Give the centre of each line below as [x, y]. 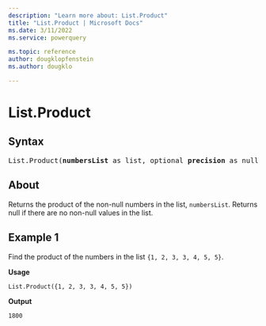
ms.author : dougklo [40, 67]
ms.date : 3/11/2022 [40, 30]
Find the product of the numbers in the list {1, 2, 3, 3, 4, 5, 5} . [116, 256]
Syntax [26, 142]
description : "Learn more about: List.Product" [88, 15]
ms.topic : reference [42, 52]
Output [20, 301]
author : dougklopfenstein [51, 59]
